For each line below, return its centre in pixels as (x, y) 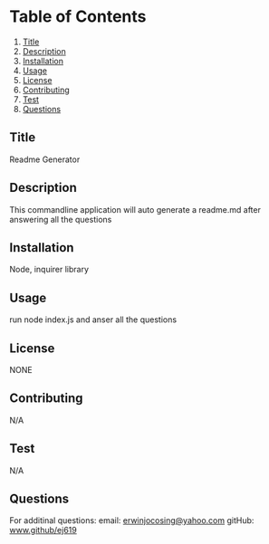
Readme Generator (45, 159)
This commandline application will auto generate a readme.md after (135, 209)
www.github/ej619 (43, 530)
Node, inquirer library (49, 270)
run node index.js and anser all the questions (93, 320)
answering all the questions (61, 219)
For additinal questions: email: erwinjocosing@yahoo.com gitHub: (132, 520)
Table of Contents (78, 17)
